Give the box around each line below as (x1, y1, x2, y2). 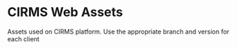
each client (7, 34, 40, 43)
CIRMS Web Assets (7, 4, 123, 20)
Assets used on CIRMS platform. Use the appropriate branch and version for (7, 27, 230, 36)
